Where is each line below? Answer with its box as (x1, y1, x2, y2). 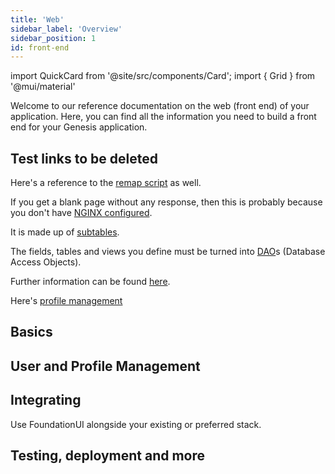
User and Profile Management (10, 357, 201, 375)
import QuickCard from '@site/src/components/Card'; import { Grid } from (10, 70, 316, 82)
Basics (10, 324, 53, 341)
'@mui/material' (10, 81, 76, 93)
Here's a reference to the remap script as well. (10, 177, 202, 189)
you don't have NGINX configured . (10, 207, 153, 219)
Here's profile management (10, 295, 123, 307)
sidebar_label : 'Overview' (10, 24, 123, 34)
